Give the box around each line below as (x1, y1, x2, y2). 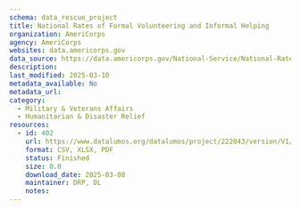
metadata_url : (9, 87, 62, 96)
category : (9, 95, 46, 105)
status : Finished (25, 153, 90, 163)
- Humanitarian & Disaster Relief (17, 112, 146, 121)
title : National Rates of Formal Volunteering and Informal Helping (9, 21, 270, 30)
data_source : (9, 54, 58, 63)
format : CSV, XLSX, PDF (25, 145, 114, 154)
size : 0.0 (25, 162, 62, 171)
